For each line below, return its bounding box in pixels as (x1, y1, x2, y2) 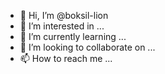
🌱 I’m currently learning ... (19, 31, 127, 42)
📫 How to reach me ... (19, 53, 113, 64)
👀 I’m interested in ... (19, 20, 105, 32)
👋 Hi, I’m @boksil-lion (19, 10, 109, 21)
